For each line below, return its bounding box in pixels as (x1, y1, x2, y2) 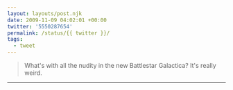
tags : (7, 36, 23, 43)
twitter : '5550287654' (7, 23, 73, 30)
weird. (24, 69, 43, 77)
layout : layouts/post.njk (7, 10, 82, 17)
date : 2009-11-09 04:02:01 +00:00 (7, 17, 107, 24)
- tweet (13, 42, 36, 49)
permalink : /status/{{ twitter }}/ (7, 29, 110, 37)
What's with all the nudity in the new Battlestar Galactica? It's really (24, 62, 216, 69)
